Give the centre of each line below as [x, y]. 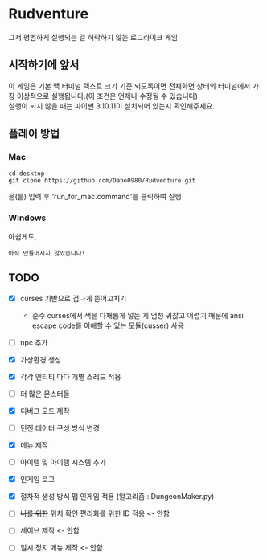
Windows [27, 218]
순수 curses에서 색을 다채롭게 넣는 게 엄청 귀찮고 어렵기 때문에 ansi [138, 315]
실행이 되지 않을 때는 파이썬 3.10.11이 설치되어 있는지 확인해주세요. [111, 106]
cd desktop [27, 174]
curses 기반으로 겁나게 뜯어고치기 [73, 298]
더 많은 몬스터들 [45, 394]
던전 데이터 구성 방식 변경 [60, 427]
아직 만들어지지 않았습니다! [47, 253]
